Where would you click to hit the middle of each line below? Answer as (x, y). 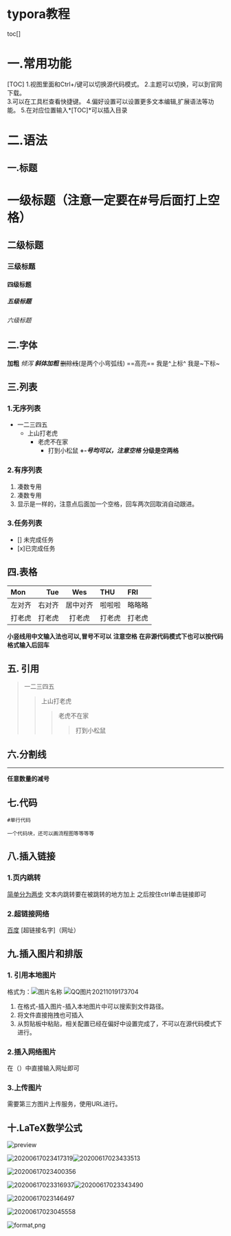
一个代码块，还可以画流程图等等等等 (51, 834)
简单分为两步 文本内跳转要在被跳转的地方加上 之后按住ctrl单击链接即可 (107, 894)
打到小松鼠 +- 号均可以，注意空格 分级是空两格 (113, 451)
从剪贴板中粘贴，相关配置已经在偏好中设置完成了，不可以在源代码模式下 (119, 1023)
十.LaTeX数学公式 (45, 1128)
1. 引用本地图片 (32, 975)
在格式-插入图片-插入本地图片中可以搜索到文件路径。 (92, 1006)
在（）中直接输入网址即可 (43, 1068)
